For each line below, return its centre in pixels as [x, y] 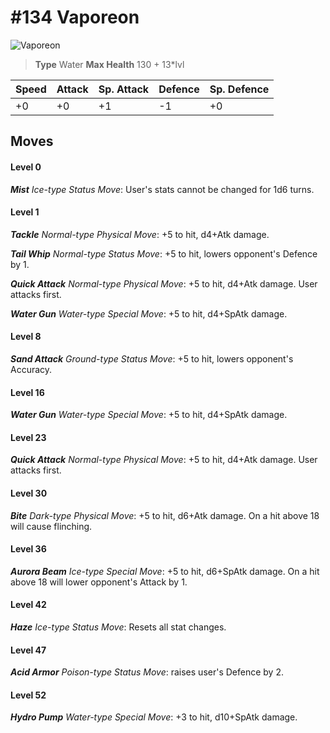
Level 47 [28, 650]
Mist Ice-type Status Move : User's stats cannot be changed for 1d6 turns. [162, 189]
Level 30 [29, 493]
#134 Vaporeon [75, 17]
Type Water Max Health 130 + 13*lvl [109, 64]
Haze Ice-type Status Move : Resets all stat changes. [118, 627]
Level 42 [28, 605]
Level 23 [28, 437]
